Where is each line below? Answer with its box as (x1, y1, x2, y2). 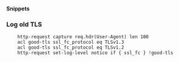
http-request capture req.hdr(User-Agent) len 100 (17, 33, 149, 40)
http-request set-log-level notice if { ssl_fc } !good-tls (17, 49, 174, 56)
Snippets (6, 5, 30, 12)
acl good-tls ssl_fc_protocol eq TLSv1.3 (17, 39, 124, 45)
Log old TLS (6, 20, 43, 29)
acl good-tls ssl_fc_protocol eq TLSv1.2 (17, 44, 124, 50)
